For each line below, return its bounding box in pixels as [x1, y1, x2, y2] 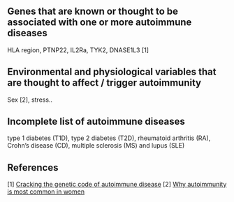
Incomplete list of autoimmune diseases [7, 116, 185, 127]
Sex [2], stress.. [7, 95, 53, 104]
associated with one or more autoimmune [7, 17, 192, 29]
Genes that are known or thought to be [7, 6, 178, 17]
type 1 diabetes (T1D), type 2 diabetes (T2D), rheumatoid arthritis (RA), [7, 134, 211, 142]
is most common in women [7, 187, 85, 196]
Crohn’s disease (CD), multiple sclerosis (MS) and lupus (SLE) [7, 141, 185, 150]
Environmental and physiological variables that [7, 66, 217, 78]
